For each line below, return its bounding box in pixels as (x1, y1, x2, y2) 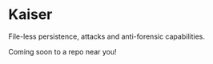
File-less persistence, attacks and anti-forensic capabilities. (8, 32, 206, 41)
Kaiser (8, 6, 53, 24)
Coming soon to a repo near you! (8, 47, 118, 56)
